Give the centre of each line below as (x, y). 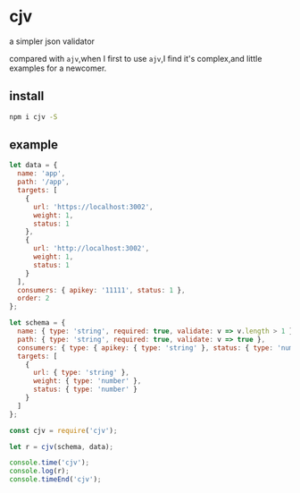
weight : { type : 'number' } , (87, 381)
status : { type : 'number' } (85, 390)
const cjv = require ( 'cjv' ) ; (63, 430)
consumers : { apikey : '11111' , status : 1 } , (101, 290)
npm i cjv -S (33, 117)
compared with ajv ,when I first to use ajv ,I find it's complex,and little (136, 58)
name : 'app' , (42, 174)
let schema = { (37, 323)
